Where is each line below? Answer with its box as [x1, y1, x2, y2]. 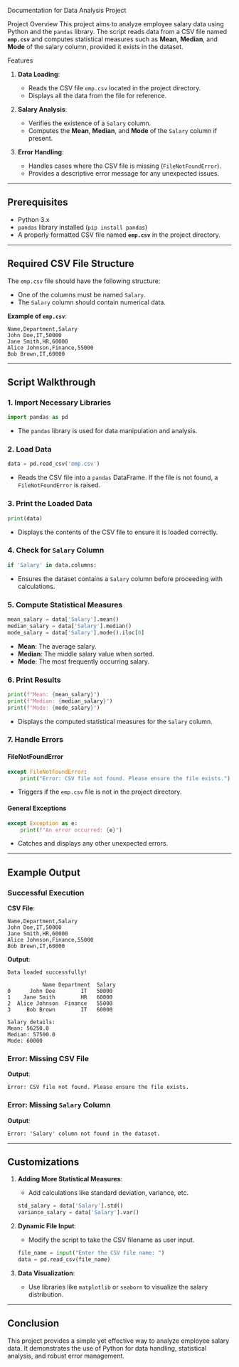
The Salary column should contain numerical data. [17, 298, 166, 307]
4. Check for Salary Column [7, 546, 105, 555]
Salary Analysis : [17, 105, 68, 113]
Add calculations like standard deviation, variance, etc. [28, 1188, 189, 1197]
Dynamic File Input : [17, 1222, 77, 1230]
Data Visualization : [17, 1269, 75, 1277]
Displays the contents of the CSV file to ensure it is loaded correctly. [17, 528, 218, 536]
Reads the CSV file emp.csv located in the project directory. [28, 84, 201, 92]
